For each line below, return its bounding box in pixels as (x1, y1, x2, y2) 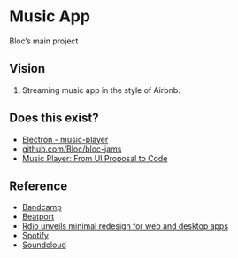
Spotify (21, 231, 49, 241)
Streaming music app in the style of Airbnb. (21, 84, 181, 95)
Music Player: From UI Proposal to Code (21, 152, 168, 163)
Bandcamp (21, 202, 62, 213)
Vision (9, 61, 46, 76)
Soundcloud (21, 239, 66, 250)
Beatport (21, 211, 55, 223)
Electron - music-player (21, 134, 109, 145)
